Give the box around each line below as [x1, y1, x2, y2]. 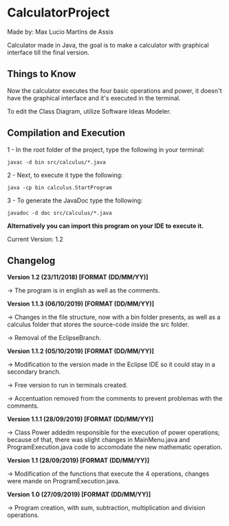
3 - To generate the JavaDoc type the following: [7, 196, 143, 204]
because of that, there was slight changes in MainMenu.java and [7, 436, 190, 444]
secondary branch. [7, 368, 61, 376]
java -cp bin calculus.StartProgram [7, 184, 112, 191]
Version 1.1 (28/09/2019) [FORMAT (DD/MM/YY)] [7, 456, 150, 465]
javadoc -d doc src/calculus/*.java [7, 209, 112, 216]
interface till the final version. [7, 48, 89, 56]
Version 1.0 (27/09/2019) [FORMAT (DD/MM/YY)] [7, 490, 151, 498]
